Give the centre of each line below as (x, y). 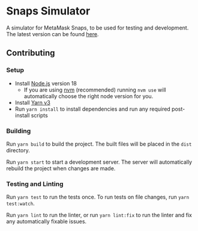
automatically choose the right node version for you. (88, 96)
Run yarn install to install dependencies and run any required (93, 109)
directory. (18, 150)
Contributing (31, 53)
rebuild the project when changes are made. (61, 168)
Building (19, 131)
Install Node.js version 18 (46, 83)
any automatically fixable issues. (46, 221)
